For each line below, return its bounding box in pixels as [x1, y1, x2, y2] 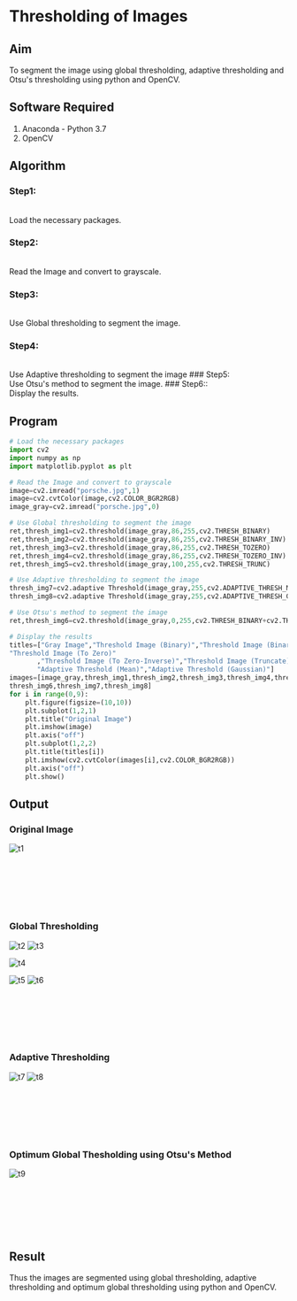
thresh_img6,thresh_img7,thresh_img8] [9, 681, 152, 691]
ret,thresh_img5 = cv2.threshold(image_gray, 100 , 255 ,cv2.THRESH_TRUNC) [9, 559, 271, 568]
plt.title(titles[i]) [25, 748, 104, 757]
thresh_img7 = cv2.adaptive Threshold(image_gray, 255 [9, 584, 203, 593]
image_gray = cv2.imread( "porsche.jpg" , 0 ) [9, 503, 161, 512]
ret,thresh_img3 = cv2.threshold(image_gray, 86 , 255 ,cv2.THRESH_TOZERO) [9, 543, 271, 552]
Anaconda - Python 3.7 [21, 123, 107, 134]
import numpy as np [9, 453, 81, 462]
